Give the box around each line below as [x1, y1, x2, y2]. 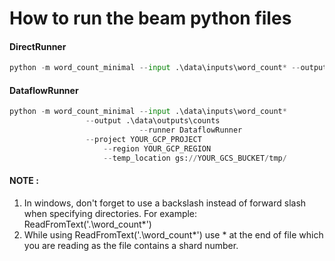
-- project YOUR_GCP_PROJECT [85, 135, 202, 145]
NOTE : [9, 175, 39, 187]
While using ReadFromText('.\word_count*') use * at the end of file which [23, 228, 324, 241]
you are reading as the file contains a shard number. [23, 239, 239, 251]
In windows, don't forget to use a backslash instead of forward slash [23, 197, 307, 209]
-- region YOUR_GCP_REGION [103, 143, 212, 154]
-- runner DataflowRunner [138, 125, 243, 136]
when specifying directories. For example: [23, 207, 198, 219]
